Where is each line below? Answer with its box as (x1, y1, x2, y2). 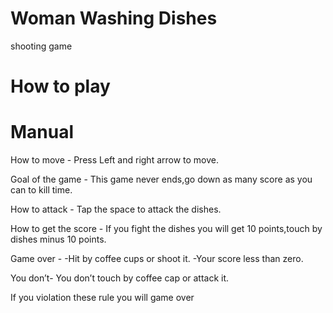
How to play (10, 75, 111, 98)
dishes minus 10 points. (10, 233, 107, 246)
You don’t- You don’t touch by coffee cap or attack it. (10, 272, 230, 284)
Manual (10, 121, 75, 144)
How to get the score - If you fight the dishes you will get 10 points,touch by (10, 223, 323, 235)
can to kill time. (10, 184, 73, 196)
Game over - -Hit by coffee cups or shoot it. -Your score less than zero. (10, 253, 304, 265)
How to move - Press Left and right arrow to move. (10, 154, 220, 166)
